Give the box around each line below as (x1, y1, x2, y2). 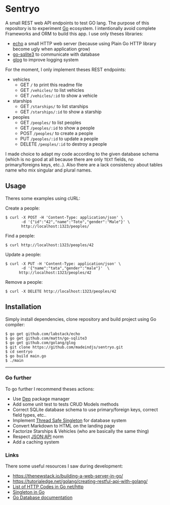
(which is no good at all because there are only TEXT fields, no (5, 156, 134, 162)
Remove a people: (5, 279, 43, 285)
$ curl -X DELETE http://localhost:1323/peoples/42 (5, 289, 116, 294)
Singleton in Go (12, 489, 45, 495)
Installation (5, 302, 41, 311)
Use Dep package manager (12, 395, 70, 401)
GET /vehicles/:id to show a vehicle (20, 92, 98, 98)
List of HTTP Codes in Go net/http (12, 484, 84, 490)
